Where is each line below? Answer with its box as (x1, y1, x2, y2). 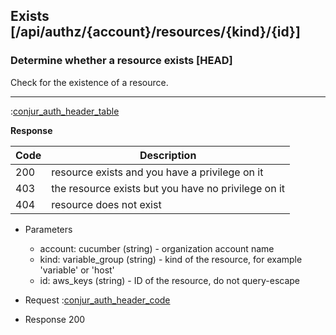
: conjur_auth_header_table (10, 105, 120, 117)
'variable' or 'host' (39, 264, 115, 276)
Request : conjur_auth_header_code (24, 294, 171, 306)
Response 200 (24, 313, 86, 325)
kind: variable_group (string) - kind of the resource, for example (39, 253, 303, 265)
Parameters (24, 223, 73, 235)
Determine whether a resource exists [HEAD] (10, 54, 233, 68)
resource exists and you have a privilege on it (51, 165, 264, 179)
